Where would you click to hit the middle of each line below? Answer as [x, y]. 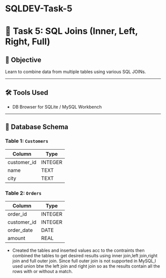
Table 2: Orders [23, 193]
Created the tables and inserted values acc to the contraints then [78, 250]
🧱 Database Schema [37, 127]
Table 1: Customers [27, 141]
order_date [20, 230]
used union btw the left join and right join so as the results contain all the [86, 266]
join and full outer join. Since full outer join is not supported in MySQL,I [84, 261]
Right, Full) [28, 42]
